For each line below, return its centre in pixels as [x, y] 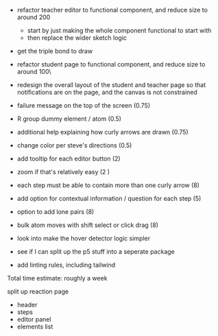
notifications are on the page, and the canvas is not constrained [107, 92]
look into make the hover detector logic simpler [84, 238]
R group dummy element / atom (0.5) [69, 119]
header [27, 305]
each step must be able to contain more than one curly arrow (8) [108, 185]
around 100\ [34, 72]
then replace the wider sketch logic [77, 38]
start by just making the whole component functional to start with [119, 31]
